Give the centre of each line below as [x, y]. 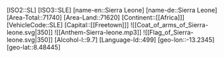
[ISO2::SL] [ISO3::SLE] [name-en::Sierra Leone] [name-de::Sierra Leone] [112, 10]
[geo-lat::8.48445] [34, 47]
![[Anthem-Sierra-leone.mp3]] [98, 32]
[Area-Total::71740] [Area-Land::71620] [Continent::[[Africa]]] [95, 17]
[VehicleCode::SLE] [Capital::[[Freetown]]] [68, 25]
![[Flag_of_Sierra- [169, 32]
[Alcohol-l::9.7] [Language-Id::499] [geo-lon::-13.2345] [135, 40]
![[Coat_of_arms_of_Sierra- [169, 25]
